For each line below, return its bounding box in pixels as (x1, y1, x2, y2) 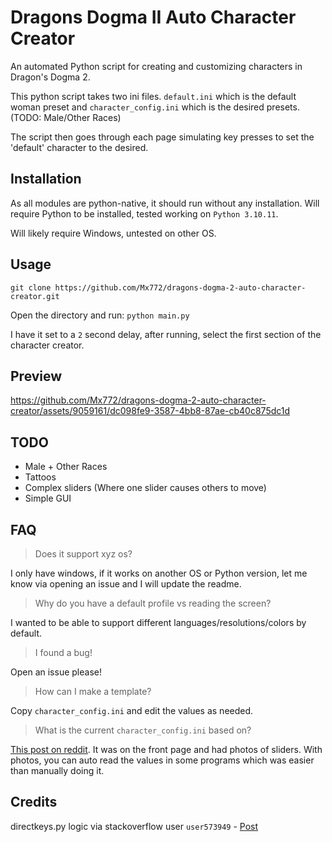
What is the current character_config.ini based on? (34, 724, 252, 736)
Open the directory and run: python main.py (10, 309, 190, 321)
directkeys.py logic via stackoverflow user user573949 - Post (10, 820, 259, 832)
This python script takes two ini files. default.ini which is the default (10, 90, 297, 102)
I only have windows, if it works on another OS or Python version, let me (10, 567, 308, 579)
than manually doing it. (10, 765, 105, 776)
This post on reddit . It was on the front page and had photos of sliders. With (10, 744, 323, 755)
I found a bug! (34, 647, 93, 658)
